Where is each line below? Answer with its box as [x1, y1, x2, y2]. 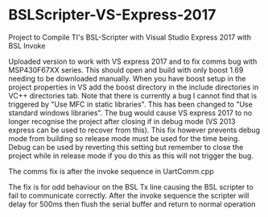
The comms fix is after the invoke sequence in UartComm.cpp [8, 166, 214, 176]
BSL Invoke [8, 40, 46, 50]
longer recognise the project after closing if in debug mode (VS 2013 [8, 116, 236, 126]
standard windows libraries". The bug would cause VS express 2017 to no [8, 107, 253, 118]
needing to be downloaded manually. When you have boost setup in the [8, 73, 246, 83]
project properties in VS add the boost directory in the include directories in [8, 82, 259, 92]
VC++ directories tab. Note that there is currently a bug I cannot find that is [8, 90, 258, 100]
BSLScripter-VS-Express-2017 [8, 6, 216, 24]
